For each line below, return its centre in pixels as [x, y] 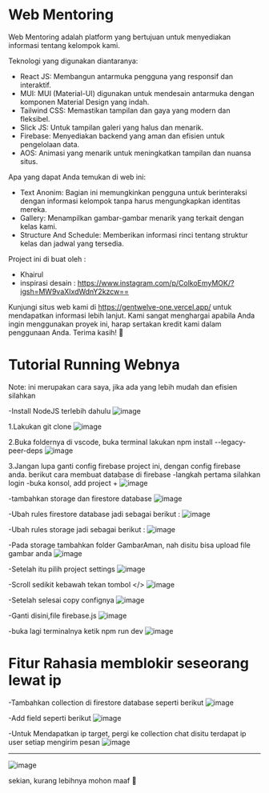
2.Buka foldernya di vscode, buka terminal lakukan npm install [111, 442]
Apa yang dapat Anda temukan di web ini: [77, 177]
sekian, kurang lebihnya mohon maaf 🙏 [72, 780]
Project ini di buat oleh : [47, 258]
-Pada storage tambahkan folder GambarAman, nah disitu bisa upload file [129, 545]
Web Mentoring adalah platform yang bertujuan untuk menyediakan [120, 37]
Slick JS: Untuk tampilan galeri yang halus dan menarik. [112, 127]
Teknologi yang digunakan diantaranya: [73, 61]
